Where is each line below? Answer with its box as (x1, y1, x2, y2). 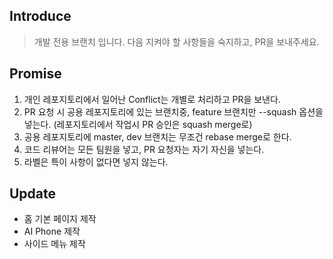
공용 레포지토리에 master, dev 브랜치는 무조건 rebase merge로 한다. (23, 130, 292, 143)
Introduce (9, 8, 72, 25)
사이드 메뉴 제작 (23, 238, 86, 250)
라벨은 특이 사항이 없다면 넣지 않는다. (23, 155, 169, 168)
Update (9, 185, 57, 203)
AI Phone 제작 (23, 225, 81, 238)
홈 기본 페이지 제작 (23, 213, 97, 225)
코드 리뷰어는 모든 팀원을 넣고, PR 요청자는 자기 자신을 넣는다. (23, 143, 265, 155)
